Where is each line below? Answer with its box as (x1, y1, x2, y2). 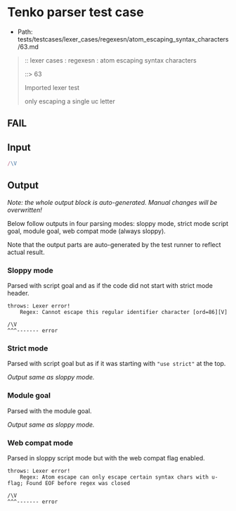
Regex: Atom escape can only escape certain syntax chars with (20, 474, 209, 481)
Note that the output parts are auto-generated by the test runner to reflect (7, 240, 221, 248)
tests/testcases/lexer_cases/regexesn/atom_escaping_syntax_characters (17, 34, 229, 43)
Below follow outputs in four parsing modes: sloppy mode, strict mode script (7, 219, 229, 227)
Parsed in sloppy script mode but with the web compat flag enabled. (7, 454, 205, 462)
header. (7, 289, 29, 298)
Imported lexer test (24, 83, 79, 92)
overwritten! (7, 206, 42, 214)
